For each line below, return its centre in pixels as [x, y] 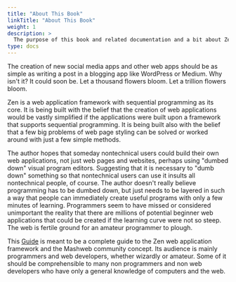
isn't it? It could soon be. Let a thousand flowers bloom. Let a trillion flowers [117, 81]
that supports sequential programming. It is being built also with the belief [114, 125]
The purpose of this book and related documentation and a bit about [117, 40]
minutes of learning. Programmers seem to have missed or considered [109, 205]
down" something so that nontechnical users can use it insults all [101, 175]
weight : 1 [22, 27]
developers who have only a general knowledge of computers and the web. [117, 271]
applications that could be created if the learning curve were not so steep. [114, 220]
